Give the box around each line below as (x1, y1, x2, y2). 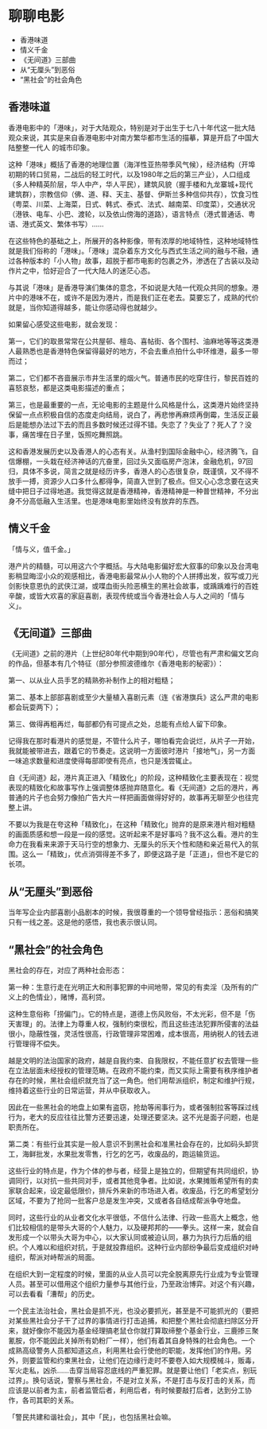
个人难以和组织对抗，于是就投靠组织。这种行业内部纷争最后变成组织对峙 (21, 1242, 259, 1252)
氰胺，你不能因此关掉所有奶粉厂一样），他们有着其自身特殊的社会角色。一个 (8, 1336, 256, 1345)
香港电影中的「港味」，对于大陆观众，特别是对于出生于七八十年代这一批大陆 (8, 122, 256, 132)
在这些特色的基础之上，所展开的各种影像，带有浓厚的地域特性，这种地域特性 (8, 236, 259, 245)
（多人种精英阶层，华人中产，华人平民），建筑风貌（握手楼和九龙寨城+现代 (8, 180, 253, 189)
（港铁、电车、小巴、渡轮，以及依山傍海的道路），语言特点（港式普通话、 (8, 209, 249, 218)
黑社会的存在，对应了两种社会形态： (8, 966, 127, 975)
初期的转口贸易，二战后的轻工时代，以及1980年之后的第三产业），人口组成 (8, 169, 250, 179)
